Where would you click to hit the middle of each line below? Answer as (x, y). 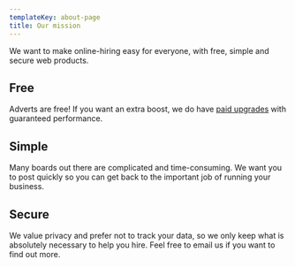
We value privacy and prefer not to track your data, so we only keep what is (147, 235)
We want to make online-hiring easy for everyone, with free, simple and (139, 50)
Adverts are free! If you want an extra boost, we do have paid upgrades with (148, 109)
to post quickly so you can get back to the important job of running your (140, 177)
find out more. (35, 254)
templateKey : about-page (55, 17)
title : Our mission (45, 26)
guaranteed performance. (56, 118)
